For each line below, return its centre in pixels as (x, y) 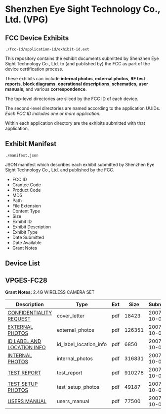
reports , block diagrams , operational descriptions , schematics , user (77, 84)
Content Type (26, 211)
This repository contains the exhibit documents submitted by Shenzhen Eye (82, 58)
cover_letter (71, 316)
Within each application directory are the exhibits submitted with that (75, 123)
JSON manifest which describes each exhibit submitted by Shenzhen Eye (80, 164)
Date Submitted (28, 237)
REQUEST (19, 319)
